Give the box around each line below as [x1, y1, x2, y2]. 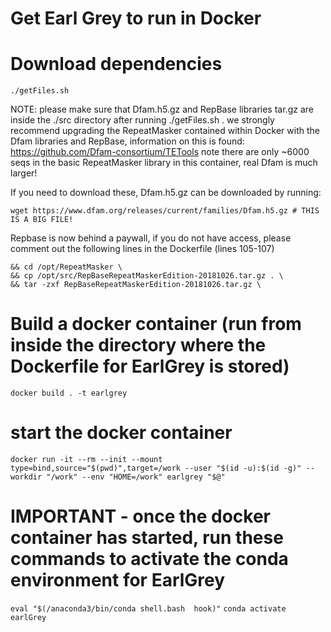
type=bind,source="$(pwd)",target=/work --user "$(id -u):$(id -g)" [10, 463, 302, 473]
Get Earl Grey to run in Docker [10, 7, 262, 30]
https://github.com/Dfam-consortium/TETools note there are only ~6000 [10, 146, 310, 158]
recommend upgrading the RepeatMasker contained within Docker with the [10, 125, 320, 137]
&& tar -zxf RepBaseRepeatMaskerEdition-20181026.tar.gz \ [10, 280, 262, 290]
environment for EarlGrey [10, 569, 226, 592]
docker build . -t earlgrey [10, 388, 128, 399]
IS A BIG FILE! [10, 215, 74, 225]
